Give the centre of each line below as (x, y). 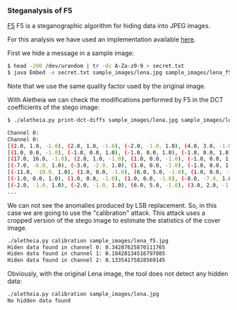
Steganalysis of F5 (40, 11)
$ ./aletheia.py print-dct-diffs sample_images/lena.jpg (93, 120)
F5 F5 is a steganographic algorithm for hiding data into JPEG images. (109, 26)
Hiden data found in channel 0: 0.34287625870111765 (86, 247)
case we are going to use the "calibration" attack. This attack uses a (107, 213)
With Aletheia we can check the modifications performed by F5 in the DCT (115, 100)
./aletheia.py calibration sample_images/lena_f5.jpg (88, 241)
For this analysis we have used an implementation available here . (102, 39)
